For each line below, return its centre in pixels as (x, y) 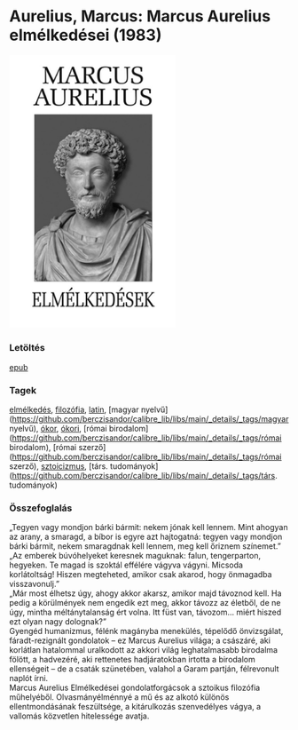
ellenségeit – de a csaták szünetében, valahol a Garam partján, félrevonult (144, 669)
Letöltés (27, 348)
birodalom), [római (43, 448)
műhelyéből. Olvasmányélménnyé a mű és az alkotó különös (119, 697)
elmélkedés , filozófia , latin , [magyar (74, 409)
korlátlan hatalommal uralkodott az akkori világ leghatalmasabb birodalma (143, 650)
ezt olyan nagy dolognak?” (58, 622)
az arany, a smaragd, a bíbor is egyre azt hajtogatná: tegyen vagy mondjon (146, 537)
